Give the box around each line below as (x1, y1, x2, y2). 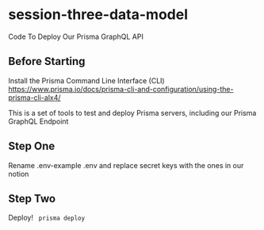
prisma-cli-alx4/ (8, 93, 61, 102)
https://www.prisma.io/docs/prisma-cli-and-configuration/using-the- (8, 84, 234, 94)
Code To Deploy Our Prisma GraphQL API (8, 32, 144, 41)
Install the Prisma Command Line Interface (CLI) (8, 75, 165, 85)
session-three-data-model (8, 6, 189, 24)
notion (8, 169, 29, 178)
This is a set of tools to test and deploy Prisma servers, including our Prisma (8, 108, 257, 117)
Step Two (8, 192, 56, 205)
